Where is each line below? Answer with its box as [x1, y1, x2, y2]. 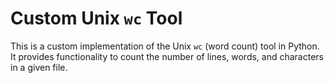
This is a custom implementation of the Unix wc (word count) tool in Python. [10, 40, 320, 52]
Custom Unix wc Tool [10, 7, 183, 30]
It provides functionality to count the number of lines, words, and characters [10, 50, 324, 62]
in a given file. [10, 61, 68, 73]
